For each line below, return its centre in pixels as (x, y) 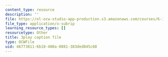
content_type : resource (30, 10)
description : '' (22, 14)
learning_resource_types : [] (35, 28)
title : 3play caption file (33, 38)
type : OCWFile (20, 42)
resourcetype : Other (27, 33)
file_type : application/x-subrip (40, 24)
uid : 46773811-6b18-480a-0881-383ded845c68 (51, 47)
